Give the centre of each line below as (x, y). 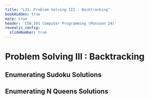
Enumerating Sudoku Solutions (53, 75)
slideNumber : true (28, 32)
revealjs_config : (23, 28)
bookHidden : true (23, 14)
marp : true (16, 19)
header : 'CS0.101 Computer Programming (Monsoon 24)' (61, 23)
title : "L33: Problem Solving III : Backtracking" (58, 10)
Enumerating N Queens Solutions (57, 91)
